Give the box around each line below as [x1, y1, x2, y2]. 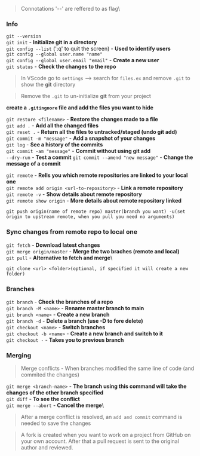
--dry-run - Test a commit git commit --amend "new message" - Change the [6, 154, 193, 161]
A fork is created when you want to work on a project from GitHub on [20, 431, 191, 439]
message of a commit [6, 160, 61, 167]
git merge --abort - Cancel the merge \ [6, 402, 104, 409]
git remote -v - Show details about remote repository [6, 191, 142, 198]
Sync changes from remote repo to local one [6, 228, 137, 236]
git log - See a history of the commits [6, 141, 103, 148]
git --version [6, 33, 42, 39]
